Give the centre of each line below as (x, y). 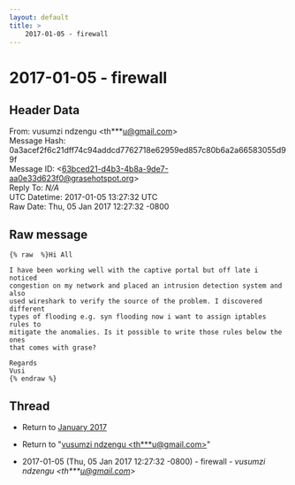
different (27, 309)
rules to (25, 325)
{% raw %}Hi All (41, 255)
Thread (30, 406)
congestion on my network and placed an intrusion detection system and (146, 286)
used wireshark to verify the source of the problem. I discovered (136, 302)
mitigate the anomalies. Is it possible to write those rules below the (146, 333)
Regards (23, 364)
